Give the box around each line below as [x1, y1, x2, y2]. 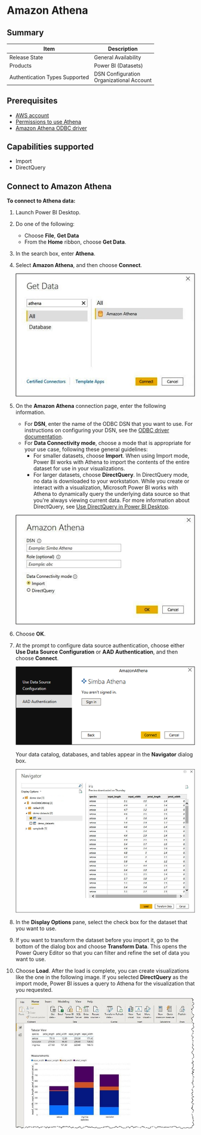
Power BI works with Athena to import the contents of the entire [33, 459, 190, 466]
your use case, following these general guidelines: [24, 446, 148, 453]
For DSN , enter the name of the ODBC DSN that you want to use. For [24, 420, 193, 428]
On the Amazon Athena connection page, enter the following [15, 402, 166, 410]
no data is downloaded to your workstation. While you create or [33, 477, 190, 485]
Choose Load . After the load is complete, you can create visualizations [15, 967, 190, 974]
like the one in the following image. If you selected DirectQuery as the [15, 974, 188, 981]
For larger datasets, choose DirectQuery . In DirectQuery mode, [33, 471, 190, 479]
